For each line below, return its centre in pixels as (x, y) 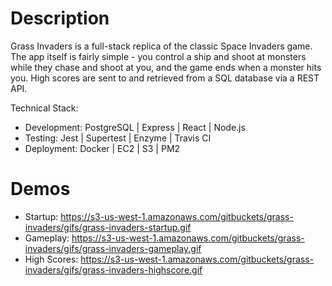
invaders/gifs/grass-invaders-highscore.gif (113, 269)
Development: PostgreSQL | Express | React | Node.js (135, 127)
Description (60, 18)
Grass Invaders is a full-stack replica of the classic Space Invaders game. (161, 46)
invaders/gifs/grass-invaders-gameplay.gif (113, 248)
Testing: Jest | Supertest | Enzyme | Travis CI (118, 138)
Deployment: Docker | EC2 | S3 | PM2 (102, 148)
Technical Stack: (44, 108)
